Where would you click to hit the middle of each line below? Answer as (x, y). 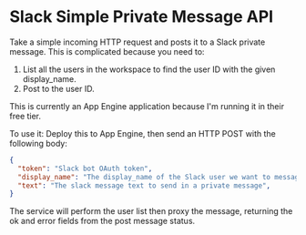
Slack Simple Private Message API (142, 17)
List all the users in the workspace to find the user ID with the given (149, 69)
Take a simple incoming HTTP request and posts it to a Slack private (138, 42)
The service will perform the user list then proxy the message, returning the (151, 211)
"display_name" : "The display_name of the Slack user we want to (144, 177)
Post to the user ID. (59, 88)
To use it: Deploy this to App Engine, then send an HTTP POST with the (143, 133)
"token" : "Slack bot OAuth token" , (85, 169)
